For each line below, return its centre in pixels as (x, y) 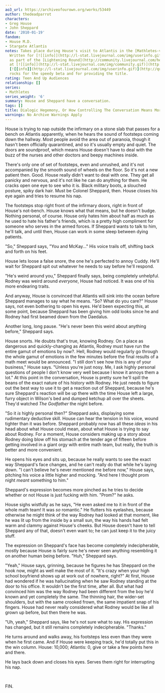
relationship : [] (23, 83)
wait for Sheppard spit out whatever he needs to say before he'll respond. (80, 266)
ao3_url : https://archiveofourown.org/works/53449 (58, 10)
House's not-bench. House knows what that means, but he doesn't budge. (81, 211)
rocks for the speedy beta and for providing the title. (69, 74)
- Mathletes (17, 92)
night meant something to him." (37, 480)
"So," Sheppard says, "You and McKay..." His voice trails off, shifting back (80, 246)
